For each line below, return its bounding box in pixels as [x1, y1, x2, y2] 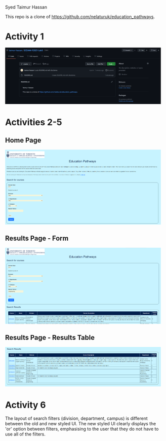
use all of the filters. [5, 431, 46, 437]
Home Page [5, 136, 41, 145]
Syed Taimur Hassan [5, 4, 47, 10]
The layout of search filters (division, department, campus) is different [5, 415, 148, 421]
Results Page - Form [5, 234, 69, 243]
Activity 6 [5, 399, 46, 410]
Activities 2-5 [5, 116, 62, 128]
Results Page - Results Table [5, 333, 95, 342]
